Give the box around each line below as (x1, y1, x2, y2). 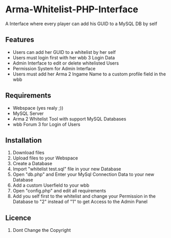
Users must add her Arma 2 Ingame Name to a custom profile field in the (12, 71, 166, 77)
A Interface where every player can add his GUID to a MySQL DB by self (5, 21, 158, 27)
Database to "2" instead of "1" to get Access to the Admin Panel (12, 199, 148, 205)
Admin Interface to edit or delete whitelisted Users (12, 60, 119, 66)
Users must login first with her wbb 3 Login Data (12, 54, 115, 61)
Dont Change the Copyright (12, 227, 71, 233)
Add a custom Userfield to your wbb (12, 182, 90, 188)
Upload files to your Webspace (12, 155, 78, 161)
